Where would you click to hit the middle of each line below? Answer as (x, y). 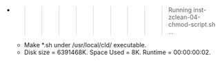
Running (180, 10)
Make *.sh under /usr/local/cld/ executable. (85, 45)
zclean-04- (184, 17)
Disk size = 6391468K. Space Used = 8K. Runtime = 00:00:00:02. (118, 52)
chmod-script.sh (192, 24)
